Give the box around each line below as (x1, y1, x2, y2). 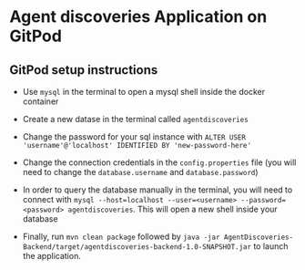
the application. (22, 251, 82, 261)
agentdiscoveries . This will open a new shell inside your (67, 203, 278, 214)
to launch (253, 241, 289, 252)
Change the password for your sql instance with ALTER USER (22, 131, 246, 142)
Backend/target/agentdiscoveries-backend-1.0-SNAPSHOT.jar (22, 243, 252, 252)
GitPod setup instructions (9, 62, 158, 78)
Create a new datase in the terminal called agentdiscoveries (22, 114, 249, 124)
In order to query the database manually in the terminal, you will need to (22, 184, 293, 195)
